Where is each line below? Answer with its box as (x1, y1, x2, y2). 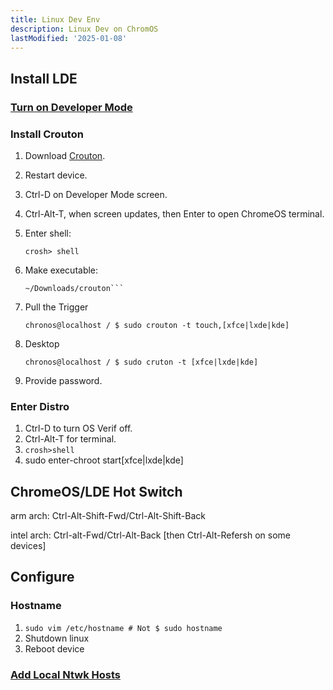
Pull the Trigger (24, 301, 89, 313)
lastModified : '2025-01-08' (10, 33, 128, 43)
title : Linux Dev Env (10, 14, 101, 25)
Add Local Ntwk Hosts (10, 667, 121, 681)
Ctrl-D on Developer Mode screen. (24, 188, 168, 200)
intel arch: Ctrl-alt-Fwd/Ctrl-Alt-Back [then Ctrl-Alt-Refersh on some (10, 529, 292, 541)
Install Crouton (10, 127, 84, 141)
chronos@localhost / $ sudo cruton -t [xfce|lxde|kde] (24, 357, 259, 367)
